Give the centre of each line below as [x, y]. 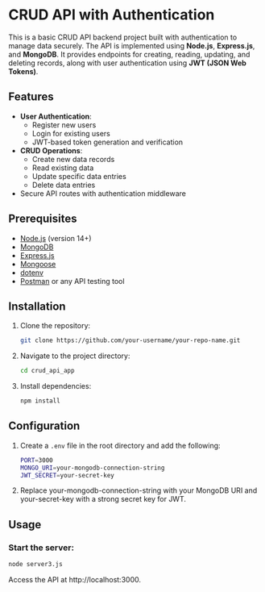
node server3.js [35, 565]
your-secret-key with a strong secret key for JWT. [103, 499]
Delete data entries [64, 185]
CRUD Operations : [51, 150]
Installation [37, 306]
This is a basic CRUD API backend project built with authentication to [123, 37]
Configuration [44, 426]
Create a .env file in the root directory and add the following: [120, 445]
